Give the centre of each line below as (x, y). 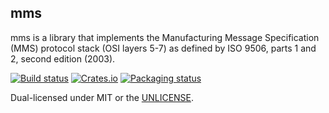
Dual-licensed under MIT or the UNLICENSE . (102, 97)
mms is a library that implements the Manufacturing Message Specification (165, 37)
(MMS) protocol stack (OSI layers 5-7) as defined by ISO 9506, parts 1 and (163, 48)
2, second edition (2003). (63, 58)
